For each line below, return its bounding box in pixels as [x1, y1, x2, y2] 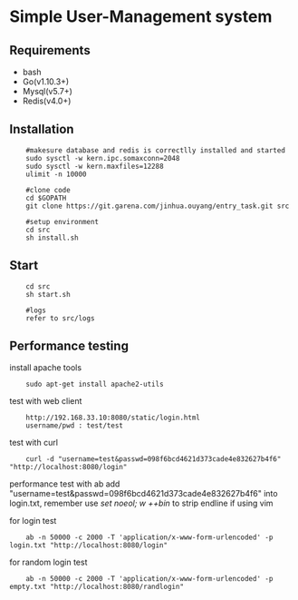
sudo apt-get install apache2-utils [25, 379, 165, 389]
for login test [9, 516, 57, 526]
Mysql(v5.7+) [22, 86, 72, 96]
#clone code [25, 185, 71, 194]
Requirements [9, 43, 91, 58]
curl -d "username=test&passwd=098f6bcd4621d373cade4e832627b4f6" [25, 455, 282, 464]
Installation [9, 122, 74, 137]
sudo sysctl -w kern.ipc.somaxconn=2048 [25, 153, 180, 162]
